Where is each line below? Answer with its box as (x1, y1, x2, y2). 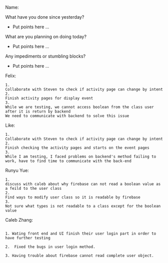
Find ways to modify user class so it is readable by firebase (5, 195, 141, 200)
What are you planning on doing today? (5, 34, 87, 39)
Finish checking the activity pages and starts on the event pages (5, 145, 150, 150)
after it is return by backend (5, 109, 71, 114)
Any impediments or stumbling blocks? (5, 53, 86, 59)
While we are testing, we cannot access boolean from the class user (5, 104, 154, 110)
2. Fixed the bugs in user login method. (5, 244, 96, 249)
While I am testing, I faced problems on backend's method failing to (5, 154, 156, 159)
